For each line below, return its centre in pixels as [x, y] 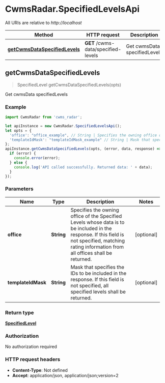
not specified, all [90, 285]
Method [43, 34]
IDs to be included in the [98, 273]
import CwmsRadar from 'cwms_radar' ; [44, 117]
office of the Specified [96, 216]
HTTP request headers [33, 359]
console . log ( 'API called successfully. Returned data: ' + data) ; [83, 167]
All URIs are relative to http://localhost [43, 23]
